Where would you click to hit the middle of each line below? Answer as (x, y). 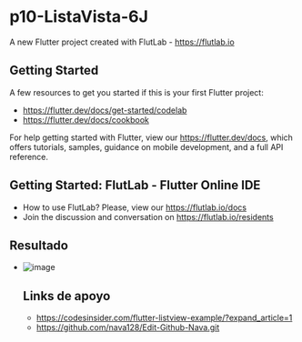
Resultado (39, 245)
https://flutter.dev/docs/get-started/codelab (105, 110)
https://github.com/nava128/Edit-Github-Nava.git (128, 327)
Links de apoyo (66, 296)
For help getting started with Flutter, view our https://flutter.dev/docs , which (151, 137)
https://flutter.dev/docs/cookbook (86, 119)
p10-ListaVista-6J (79, 17)
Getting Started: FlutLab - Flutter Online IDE (135, 185)
